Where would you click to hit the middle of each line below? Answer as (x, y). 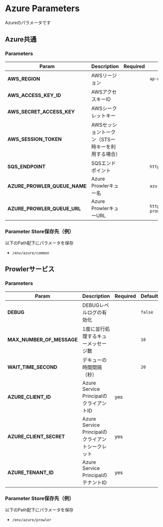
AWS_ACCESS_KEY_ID (34, 95)
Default (149, 296)
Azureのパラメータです (28, 22)
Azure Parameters (42, 9)
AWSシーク (104, 108)
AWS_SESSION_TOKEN (35, 139)
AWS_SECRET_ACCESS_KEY (41, 112)
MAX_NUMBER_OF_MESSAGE (43, 339)
